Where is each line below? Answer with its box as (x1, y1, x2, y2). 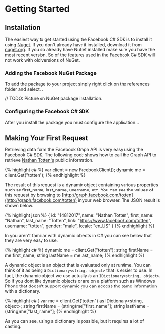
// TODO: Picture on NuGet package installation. (5, 95, 103, 102)
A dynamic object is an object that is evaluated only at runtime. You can (5, 262, 151, 268)
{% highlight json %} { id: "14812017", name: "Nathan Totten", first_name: (5, 212, 154, 218)
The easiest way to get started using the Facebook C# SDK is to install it (5, 36, 152, 42)
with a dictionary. (5, 288, 41, 294)
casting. (5, 323, 22, 330)
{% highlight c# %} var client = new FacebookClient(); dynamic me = (5, 167, 146, 173)
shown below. (5, 203, 34, 209)
